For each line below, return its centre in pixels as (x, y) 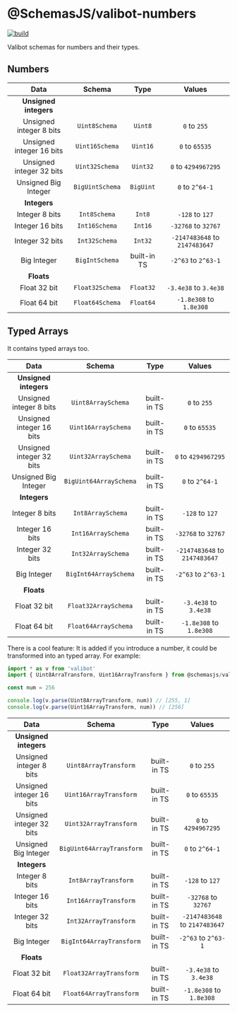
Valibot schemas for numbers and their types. (74, 47)
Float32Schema (97, 287)
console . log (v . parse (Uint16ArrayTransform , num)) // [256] (96, 707)
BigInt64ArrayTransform (101, 941)
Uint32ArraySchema (101, 456)
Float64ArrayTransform (101, 993)
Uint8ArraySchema (100, 402)
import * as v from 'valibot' (52, 668)
